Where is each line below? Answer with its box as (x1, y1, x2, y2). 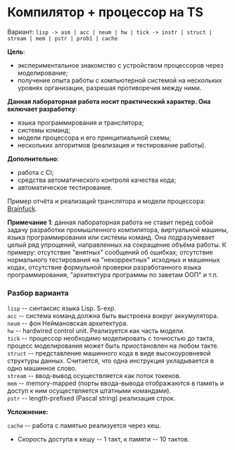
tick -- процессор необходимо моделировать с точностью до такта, (7, 334, 215, 343)
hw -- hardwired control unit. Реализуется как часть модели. (7, 327, 185, 335)
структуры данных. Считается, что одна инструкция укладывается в (7, 357, 215, 365)
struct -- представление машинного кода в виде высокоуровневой (7, 349, 211, 358)
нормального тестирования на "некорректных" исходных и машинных (7, 255, 220, 264)
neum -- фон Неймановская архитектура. (7, 319, 129, 328)
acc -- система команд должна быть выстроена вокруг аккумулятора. (7, 312, 219, 320)
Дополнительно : (7, 154, 59, 163)
